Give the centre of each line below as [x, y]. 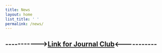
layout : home [19, 14]
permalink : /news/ [24, 24]
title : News [18, 10]
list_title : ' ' [22, 19]
